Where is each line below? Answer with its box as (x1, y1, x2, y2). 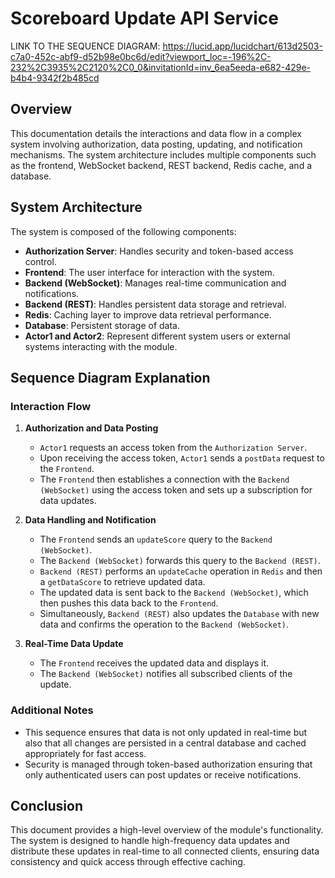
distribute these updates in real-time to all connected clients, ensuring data (10, 845, 320, 857)
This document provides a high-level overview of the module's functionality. (10, 824, 324, 836)
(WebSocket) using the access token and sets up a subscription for (39, 484, 313, 496)
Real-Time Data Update (24, 638, 124, 650)
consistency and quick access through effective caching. (10, 856, 246, 868)
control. (24, 255, 57, 267)
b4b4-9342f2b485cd (10, 72, 100, 84)
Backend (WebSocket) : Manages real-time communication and (24, 277, 287, 289)
